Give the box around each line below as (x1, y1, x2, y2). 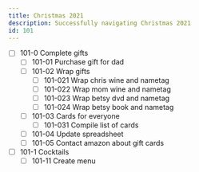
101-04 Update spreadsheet (31, 129, 124, 139)
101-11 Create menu (31, 156, 96, 166)
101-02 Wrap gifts (31, 66, 90, 76)
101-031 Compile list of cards (43, 120, 139, 130)
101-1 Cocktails (19, 147, 70, 157)
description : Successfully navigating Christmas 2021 (8, 19, 192, 27)
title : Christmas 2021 (8, 11, 84, 20)
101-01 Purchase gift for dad (31, 57, 125, 67)
